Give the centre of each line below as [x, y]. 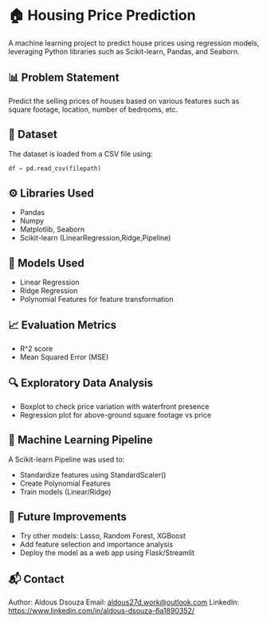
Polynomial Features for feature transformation [96, 300]
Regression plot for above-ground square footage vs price [116, 415]
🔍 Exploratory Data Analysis [81, 383]
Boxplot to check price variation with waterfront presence [114, 406]
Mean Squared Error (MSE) [64, 357]
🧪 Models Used [47, 263]
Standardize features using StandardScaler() [93, 474]
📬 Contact [36, 579]
